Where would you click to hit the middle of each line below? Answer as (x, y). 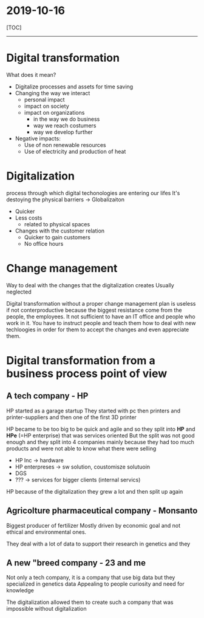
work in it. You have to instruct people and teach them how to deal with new (101, 323)
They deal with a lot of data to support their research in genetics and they (98, 544)
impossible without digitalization (46, 609)
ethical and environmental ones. (46, 532)
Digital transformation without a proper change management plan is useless (101, 303)
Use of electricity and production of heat (75, 151)
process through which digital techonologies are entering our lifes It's (93, 193)
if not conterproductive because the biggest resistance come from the (94, 310)
